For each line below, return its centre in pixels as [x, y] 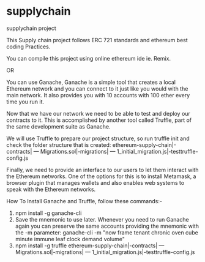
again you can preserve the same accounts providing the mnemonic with [107, 226]
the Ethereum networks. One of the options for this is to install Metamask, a [101, 176]
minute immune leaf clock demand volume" [70, 239]
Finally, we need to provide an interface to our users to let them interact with [102, 170]
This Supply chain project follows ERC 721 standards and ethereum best [97, 40]
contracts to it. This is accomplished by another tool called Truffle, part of [99, 120]
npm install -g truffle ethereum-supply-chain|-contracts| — [90, 245]
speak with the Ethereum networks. [51, 189]
